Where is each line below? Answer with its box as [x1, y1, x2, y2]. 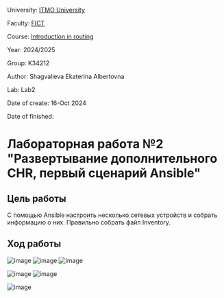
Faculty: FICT [7, 19, 45, 27]
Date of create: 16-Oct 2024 [7, 99, 87, 107]
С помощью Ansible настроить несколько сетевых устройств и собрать [7, 211, 218, 219]
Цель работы [7, 192, 66, 205]
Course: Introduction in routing [7, 32, 94, 41]
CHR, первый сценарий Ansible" [7, 165, 201, 181]
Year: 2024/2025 [7, 46, 55, 54]
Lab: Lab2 [7, 86, 36, 93]
